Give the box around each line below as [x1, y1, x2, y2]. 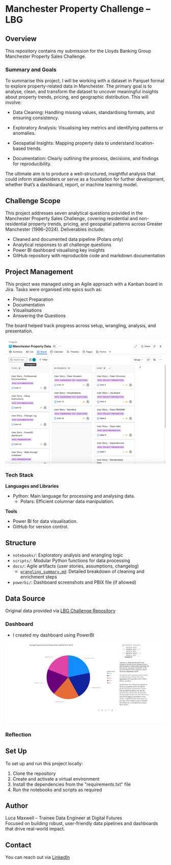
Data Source [5, 594, 45, 603]
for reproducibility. [12, 161, 52, 167]
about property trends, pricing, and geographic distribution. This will [5, 94, 149, 100]
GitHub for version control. [12, 524, 69, 530]
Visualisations [12, 307, 42, 313]
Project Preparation [12, 296, 53, 302]
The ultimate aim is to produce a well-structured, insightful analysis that [5, 171, 156, 177]
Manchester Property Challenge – [5, 3, 151, 15]
